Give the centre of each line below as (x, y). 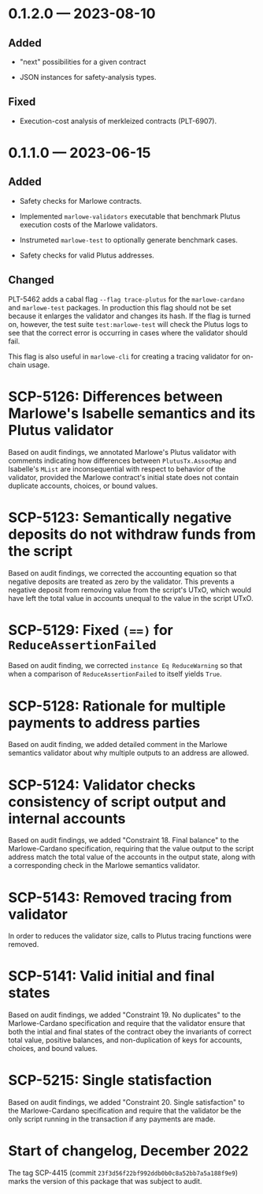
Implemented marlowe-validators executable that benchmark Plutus (130, 216)
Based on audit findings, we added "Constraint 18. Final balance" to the (124, 840)
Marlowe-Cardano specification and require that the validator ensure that (127, 1023)
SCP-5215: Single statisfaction (110, 1081)
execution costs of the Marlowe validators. (89, 224)
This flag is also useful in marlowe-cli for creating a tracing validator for (124, 356)
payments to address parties (104, 723)
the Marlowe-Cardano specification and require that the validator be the (125, 1111)
